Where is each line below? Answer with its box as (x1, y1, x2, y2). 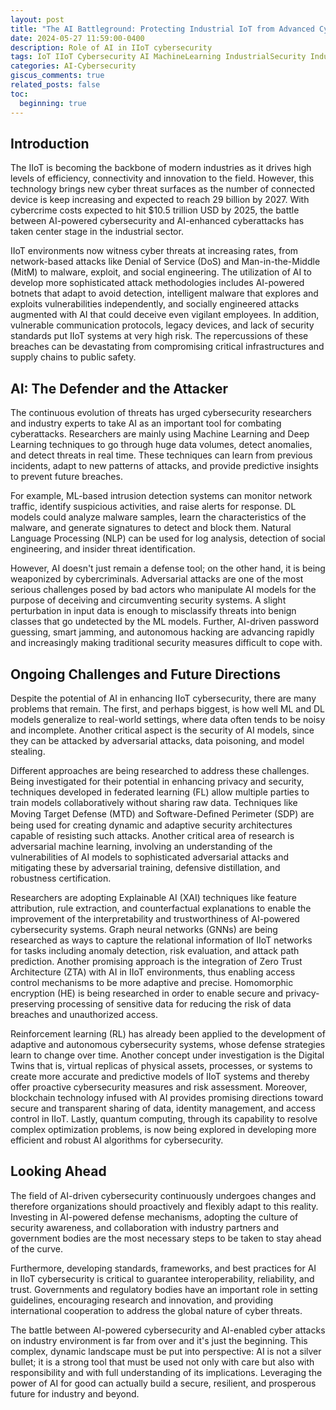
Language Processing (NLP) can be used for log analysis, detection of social (10, 532, 326, 545)
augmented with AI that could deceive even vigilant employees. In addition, (10, 309, 320, 321)
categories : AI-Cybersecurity (10, 61, 137, 71)
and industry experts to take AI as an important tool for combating (10, 417, 282, 430)
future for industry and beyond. (10, 1387, 140, 1400)
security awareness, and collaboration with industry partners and (10, 1221, 279, 1233)
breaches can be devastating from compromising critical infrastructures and (10, 341, 325, 353)
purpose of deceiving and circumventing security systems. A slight (10, 594, 287, 606)
